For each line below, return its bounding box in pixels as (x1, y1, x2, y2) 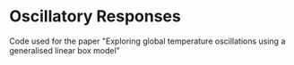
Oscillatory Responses (9, 6, 181, 27)
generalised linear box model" (9, 45, 121, 55)
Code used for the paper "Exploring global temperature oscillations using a (9, 36, 286, 46)
